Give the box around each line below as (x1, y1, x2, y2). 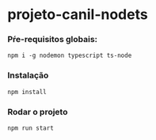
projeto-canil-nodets (7, 6, 148, 24)
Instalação (7, 70, 49, 81)
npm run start (7, 124, 55, 132)
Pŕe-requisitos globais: (7, 34, 98, 45)
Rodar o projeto (7, 106, 68, 117)
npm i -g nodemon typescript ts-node (7, 51, 132, 60)
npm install (7, 88, 47, 96)
